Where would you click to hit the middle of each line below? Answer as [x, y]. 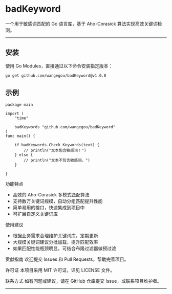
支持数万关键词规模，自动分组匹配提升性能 [58, 201]
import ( [15, 114]
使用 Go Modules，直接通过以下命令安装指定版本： [59, 66]
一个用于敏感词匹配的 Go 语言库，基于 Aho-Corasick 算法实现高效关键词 [81, 24]
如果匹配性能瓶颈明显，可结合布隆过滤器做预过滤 [64, 248]
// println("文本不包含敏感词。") [57, 161]
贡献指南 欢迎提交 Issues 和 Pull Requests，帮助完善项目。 [67, 259]
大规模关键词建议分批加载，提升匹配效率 [55, 242]
